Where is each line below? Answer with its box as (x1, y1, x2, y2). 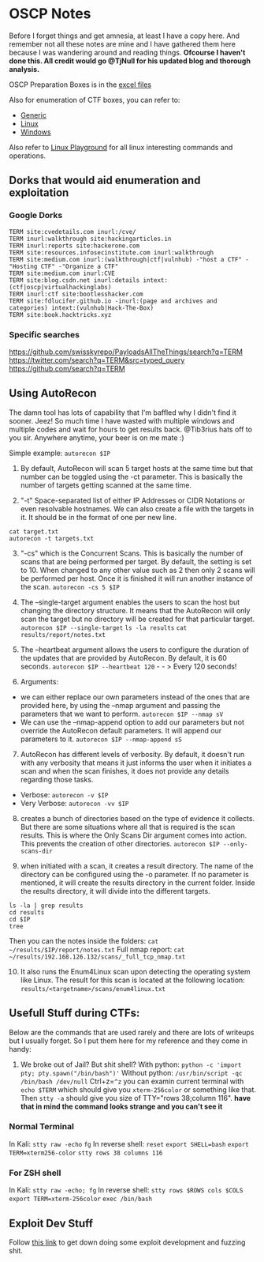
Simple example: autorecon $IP (9, 448, 111, 458)
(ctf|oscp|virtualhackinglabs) (9, 283, 112, 291)
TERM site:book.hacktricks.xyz (9, 311, 112, 318)
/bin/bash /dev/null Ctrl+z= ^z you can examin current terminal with (20, 1076, 244, 1086)
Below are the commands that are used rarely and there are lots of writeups (9, 1027, 255, 1037)
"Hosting (9, 262, 38, 270)
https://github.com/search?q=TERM (9, 364, 125, 373)
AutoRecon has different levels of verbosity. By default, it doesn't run (20, 749, 245, 759)
